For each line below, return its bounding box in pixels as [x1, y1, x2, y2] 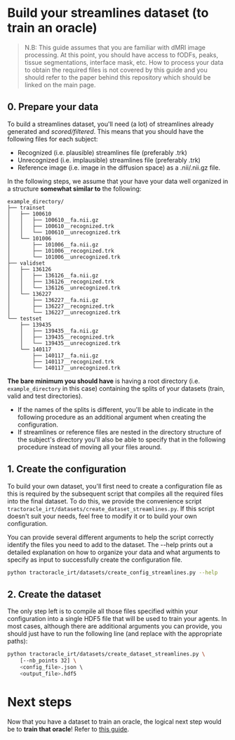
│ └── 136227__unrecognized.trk [7, 308, 121, 316]
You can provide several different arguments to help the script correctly [7, 533, 214, 541]
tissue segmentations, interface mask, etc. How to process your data [24, 58, 224, 66]
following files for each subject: [7, 134, 98, 143]
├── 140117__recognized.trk [32, 358, 114, 365]
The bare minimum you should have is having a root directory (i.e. [7, 377, 200, 385]
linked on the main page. [24, 80, 96, 89]
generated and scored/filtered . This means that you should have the [7, 127, 204, 135]
